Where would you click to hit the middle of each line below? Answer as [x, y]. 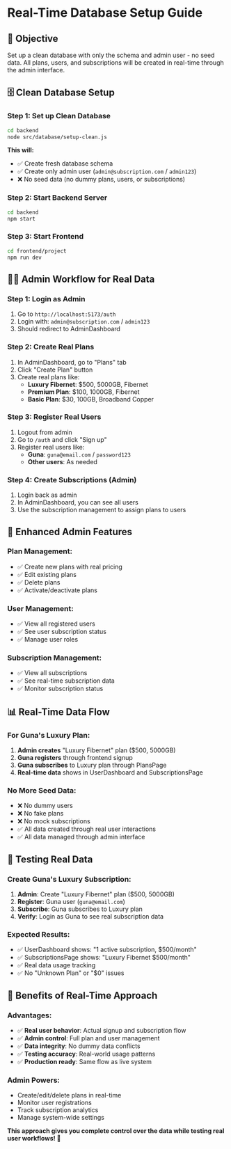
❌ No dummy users [45, 806]
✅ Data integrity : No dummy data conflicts [79, 1046]
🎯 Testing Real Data [50, 859]
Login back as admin [47, 495]
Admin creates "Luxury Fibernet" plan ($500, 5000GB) [96, 750]
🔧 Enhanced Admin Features [70, 531]
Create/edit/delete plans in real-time [69, 1095]
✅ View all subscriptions [52, 673]
